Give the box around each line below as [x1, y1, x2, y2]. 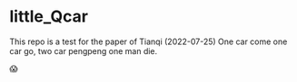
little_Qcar [9, 6, 89, 27]
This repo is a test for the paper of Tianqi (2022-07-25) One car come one [9, 36, 288, 47]
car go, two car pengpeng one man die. [9, 45, 158, 56]
